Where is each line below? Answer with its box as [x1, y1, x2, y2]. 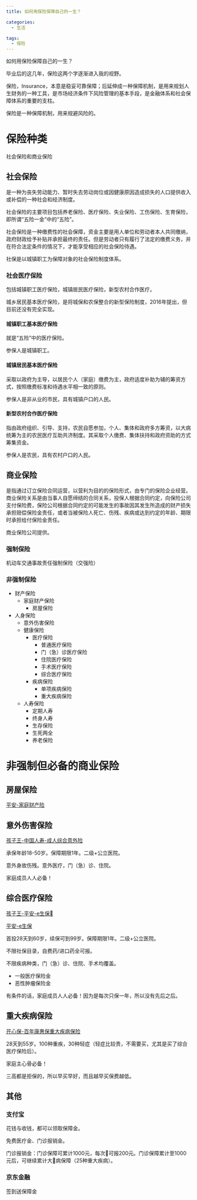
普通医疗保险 [40, 641, 72, 648]
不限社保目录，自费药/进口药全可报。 [6, 947, 96, 954]
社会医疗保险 [6, 271, 43, 280]
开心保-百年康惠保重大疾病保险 [6, 1027, 81, 1034]
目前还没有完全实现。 [6, 306, 57, 313]
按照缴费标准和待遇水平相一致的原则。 [16, 383, 109, 390]
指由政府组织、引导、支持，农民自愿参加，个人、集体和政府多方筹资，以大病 [6, 424, 191, 431]
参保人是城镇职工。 [6, 347, 53, 354]
